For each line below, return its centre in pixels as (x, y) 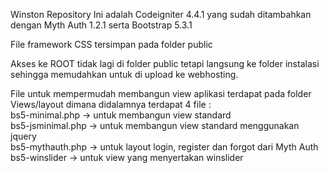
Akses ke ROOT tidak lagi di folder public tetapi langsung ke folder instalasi (165, 63)
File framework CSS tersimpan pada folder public (111, 44)
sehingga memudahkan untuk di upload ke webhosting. (124, 74)
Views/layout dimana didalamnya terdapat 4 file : (111, 104)
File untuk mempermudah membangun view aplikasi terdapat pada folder (161, 93)
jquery (23, 136)
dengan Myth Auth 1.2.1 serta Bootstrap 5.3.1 (101, 25)
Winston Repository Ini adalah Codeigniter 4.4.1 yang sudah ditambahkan (161, 14)
